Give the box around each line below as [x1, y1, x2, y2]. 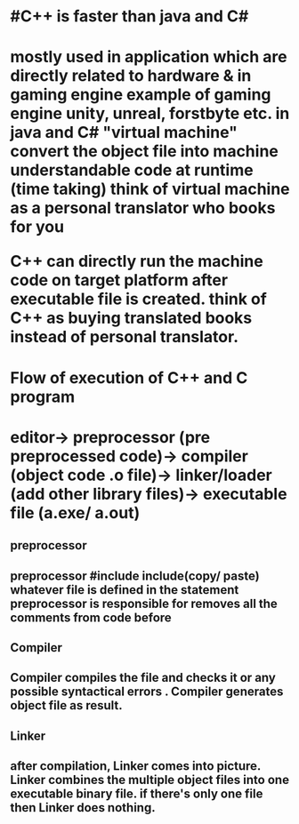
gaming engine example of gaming [10, 84, 271, 105]
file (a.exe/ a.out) [10, 502, 141, 523]
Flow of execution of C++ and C [10, 367, 248, 388]
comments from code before [10, 610, 172, 625]
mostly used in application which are [10, 47, 287, 68]
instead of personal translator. [10, 327, 239, 348]
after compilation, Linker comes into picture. [10, 758, 262, 774]
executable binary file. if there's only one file [10, 787, 263, 802]
